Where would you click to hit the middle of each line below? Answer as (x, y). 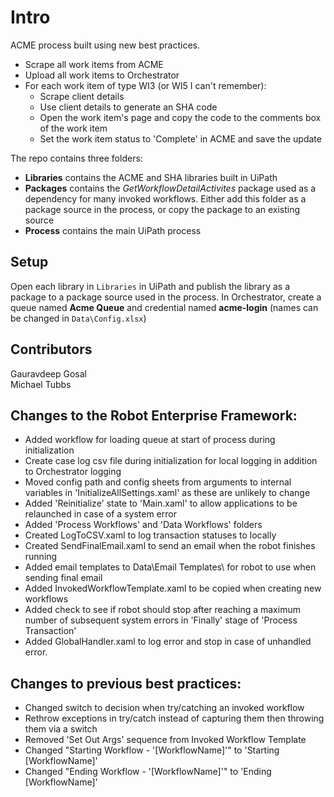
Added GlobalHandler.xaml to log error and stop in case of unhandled (168, 642)
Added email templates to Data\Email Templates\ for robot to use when (170, 567)
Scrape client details (82, 96)
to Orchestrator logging (73, 472)
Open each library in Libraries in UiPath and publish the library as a (150, 286)
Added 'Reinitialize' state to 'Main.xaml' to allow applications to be (161, 503)
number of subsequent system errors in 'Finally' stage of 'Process (161, 620)
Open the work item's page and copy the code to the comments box (180, 117)
